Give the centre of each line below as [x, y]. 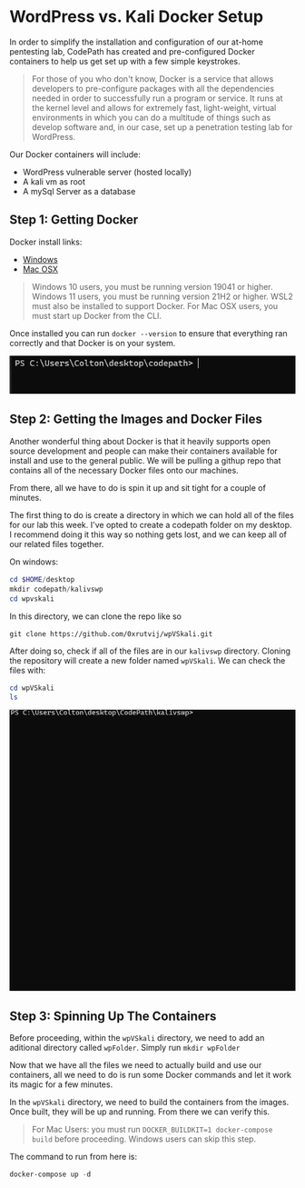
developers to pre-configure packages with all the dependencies [153, 88]
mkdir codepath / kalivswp [56, 589]
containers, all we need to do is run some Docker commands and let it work [151, 1075]
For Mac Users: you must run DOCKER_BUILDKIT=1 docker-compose [152, 1130]
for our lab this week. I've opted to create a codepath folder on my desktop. [151, 524]
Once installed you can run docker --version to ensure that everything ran [148, 333]
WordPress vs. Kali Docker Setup [137, 17]
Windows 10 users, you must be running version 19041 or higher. [152, 286]
